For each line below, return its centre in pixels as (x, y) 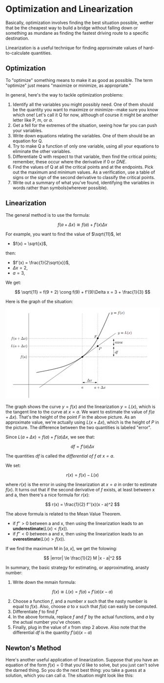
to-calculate (18, 53)
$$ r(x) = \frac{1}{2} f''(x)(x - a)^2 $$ (82, 505)
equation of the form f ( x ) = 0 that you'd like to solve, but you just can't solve (82, 665)
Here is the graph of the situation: (39, 301)
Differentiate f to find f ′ (35, 612)
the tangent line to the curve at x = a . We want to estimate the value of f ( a (80, 412)
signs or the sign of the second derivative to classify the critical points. (84, 177)
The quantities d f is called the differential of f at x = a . (60, 456)
